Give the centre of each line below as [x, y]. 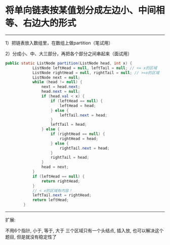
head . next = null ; [61, 92]
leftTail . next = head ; [83, 115]
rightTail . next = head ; [84, 148]
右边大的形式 [50, 23]
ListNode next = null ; [56, 77]
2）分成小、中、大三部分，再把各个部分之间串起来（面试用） [69, 53]
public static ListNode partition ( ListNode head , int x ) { [69, 63]
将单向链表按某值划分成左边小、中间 [81, 10]
